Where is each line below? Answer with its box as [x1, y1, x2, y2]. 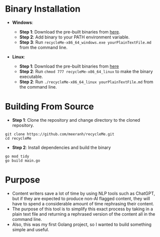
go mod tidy [5, 154, 29, 159]
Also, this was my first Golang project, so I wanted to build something [12, 221, 152, 227]
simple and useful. [12, 226, 50, 232]
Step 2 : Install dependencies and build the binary [12, 145, 111, 150]
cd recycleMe [5, 136, 32, 141]
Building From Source [5, 101, 94, 112]
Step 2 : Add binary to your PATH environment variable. [19, 34, 130, 40]
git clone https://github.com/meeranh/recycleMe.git [5, 131, 115, 137]
